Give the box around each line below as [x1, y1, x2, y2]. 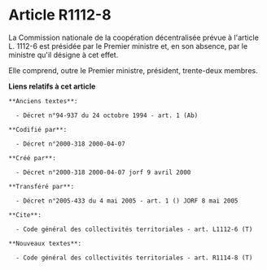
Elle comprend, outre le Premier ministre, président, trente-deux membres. [8, 65, 258, 75]
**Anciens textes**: [8, 97, 79, 105]
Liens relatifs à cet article [8, 81, 96, 91]
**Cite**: [8, 211, 42, 219]
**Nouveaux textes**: [8, 239, 82, 247]
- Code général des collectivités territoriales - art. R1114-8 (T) [15, 254, 253, 262]
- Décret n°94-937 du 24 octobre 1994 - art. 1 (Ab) [15, 111, 199, 120]
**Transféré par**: [8, 182, 75, 190]
